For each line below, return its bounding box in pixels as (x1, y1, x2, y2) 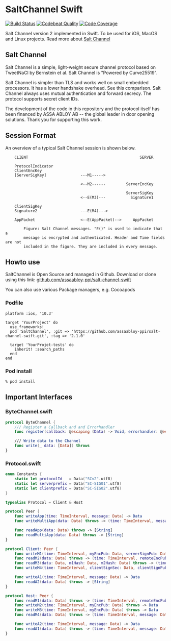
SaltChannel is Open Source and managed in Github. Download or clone (5, 272, 156, 278)
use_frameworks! (10, 324, 44, 330)
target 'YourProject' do (5, 320, 58, 325)
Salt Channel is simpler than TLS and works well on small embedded (5, 79, 149, 85)
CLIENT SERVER (14, 155, 154, 160)
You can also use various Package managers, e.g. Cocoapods (5, 287, 135, 293)
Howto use (5, 258, 40, 266)
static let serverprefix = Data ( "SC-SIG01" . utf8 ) (14, 481, 122, 486)
